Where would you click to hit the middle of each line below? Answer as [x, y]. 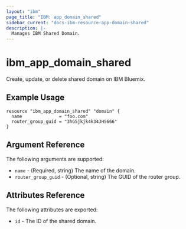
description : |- [26, 28]
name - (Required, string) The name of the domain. [75, 170]
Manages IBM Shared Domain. [46, 34]
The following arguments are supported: [55, 159]
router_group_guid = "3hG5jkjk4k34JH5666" [64, 122]
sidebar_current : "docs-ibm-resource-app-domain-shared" [78, 22]
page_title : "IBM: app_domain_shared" [54, 17]
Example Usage [35, 98]
